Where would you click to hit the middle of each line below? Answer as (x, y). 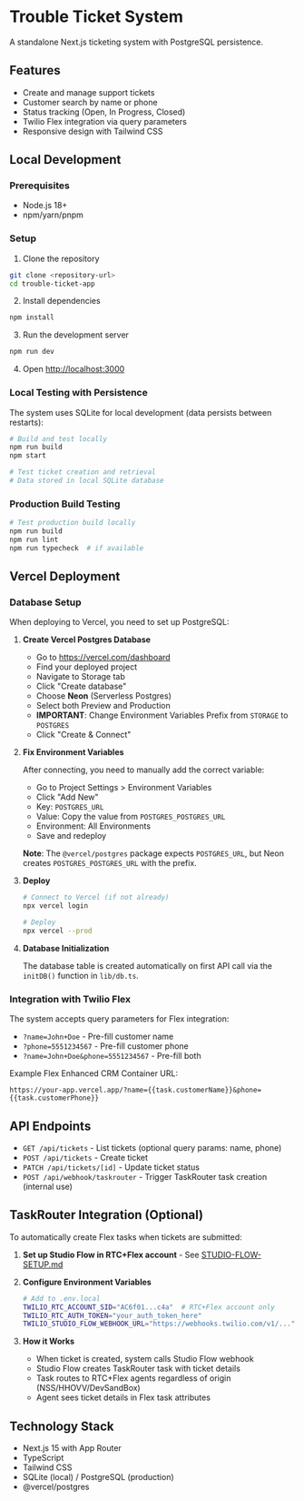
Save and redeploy (71, 836)
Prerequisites (39, 186)
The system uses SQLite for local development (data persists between (141, 412)
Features (35, 71)
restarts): (26, 422)
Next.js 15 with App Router (72, 1448)
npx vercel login (55, 906)
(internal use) (47, 1186)
